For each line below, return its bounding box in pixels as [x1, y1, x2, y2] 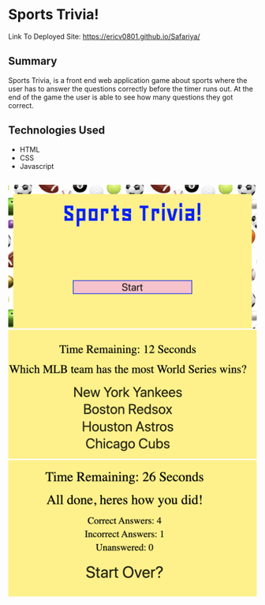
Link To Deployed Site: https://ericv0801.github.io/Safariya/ [8, 32, 200, 41]
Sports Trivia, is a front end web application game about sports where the [8, 75, 248, 85]
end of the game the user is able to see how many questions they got [8, 92, 233, 102]
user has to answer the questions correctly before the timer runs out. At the [8, 84, 254, 93]
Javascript [19, 161, 54, 171]
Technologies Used [8, 124, 105, 137]
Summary [8, 54, 58, 68]
